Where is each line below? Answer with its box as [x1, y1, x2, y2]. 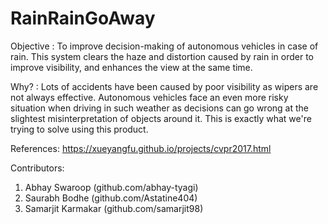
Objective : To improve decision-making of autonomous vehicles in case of [10, 40, 319, 52]
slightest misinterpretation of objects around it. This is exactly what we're [10, 112, 312, 124]
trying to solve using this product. [10, 123, 149, 135]
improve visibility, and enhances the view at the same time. [10, 61, 253, 73]
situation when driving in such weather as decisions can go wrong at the [10, 102, 309, 114]
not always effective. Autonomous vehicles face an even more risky [10, 91, 289, 103]
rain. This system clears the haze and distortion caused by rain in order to [10, 50, 315, 62]
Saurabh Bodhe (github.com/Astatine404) [24, 192, 198, 204]
